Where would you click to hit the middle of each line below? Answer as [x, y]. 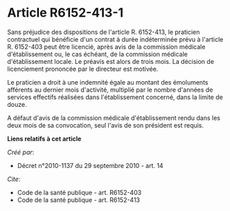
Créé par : [21, 152]
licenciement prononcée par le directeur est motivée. [83, 69]
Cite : [14, 179]
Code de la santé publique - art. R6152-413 [79, 200]
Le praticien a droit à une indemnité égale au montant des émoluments [108, 82]
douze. [17, 104]
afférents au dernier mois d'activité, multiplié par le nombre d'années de [110, 90]
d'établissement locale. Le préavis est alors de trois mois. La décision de [111, 61]
